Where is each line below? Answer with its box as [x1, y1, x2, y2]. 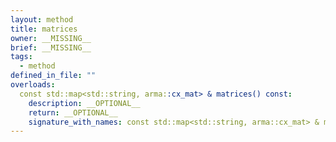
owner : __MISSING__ [10, 33, 92, 43]
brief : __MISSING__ [10, 42, 92, 53]
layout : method [10, 14, 74, 25]
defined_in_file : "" [10, 71, 97, 81]
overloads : [10, 80, 56, 90]
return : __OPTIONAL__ [28, 107, 118, 118]
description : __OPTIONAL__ [28, 98, 141, 108]
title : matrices [10, 24, 78, 34]
